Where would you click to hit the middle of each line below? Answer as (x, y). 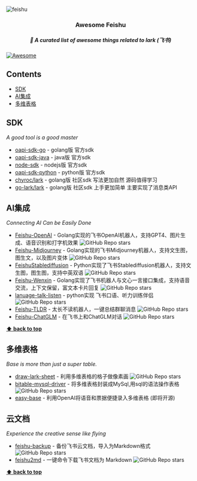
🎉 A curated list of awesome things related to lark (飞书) (101, 40)
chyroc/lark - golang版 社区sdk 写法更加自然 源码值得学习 (86, 180)
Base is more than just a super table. (51, 364)
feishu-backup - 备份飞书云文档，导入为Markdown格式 (83, 446)
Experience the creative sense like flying (56, 434)
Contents (24, 74)
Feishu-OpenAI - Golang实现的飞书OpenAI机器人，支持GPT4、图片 (98, 235)
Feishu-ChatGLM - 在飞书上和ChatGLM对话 (69, 317)
